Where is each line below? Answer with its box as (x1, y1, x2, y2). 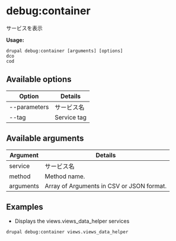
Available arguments (6, 134, 84, 144)
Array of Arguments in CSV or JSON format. (44, 182, 167, 190)
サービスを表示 (6, 24, 43, 31)
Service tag (54, 113, 87, 121)
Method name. (44, 172, 85, 180)
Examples (6, 202, 43, 212)
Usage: (6, 36, 25, 43)
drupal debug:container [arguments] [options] (6, 47, 123, 54)
